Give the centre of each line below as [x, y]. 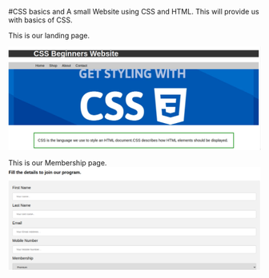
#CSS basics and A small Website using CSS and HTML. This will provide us [134, 12]
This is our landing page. [49, 36]
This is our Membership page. [58, 163]
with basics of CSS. [41, 20]
